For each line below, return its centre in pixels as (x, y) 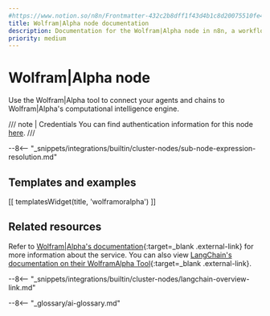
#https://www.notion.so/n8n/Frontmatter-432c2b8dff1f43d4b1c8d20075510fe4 (136, 16)
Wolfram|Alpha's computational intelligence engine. (94, 109)
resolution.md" (33, 157)
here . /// (22, 133)
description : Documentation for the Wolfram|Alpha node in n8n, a (122, 31)
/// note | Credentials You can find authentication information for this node (131, 125)
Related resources (55, 227)
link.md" (22, 287)
